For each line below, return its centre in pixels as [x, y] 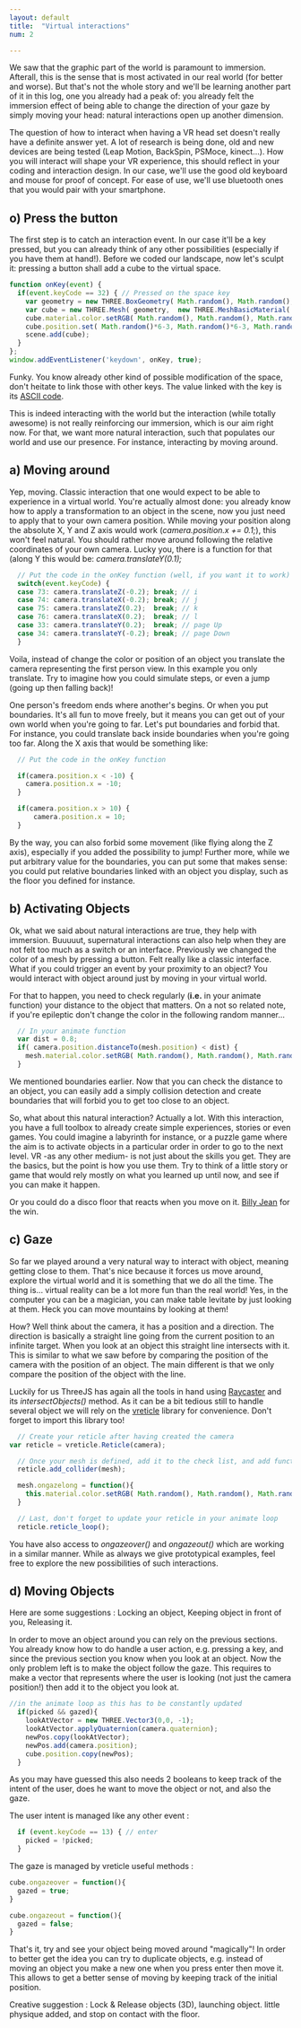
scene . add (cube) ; [58, 335]
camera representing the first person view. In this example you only [133, 669]
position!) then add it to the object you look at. [94, 1687]
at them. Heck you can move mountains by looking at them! [119, 1309]
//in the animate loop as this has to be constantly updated [126, 1704]
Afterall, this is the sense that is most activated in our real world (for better [146, 77]
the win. [24, 1211]
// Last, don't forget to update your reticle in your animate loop [148, 1518]
